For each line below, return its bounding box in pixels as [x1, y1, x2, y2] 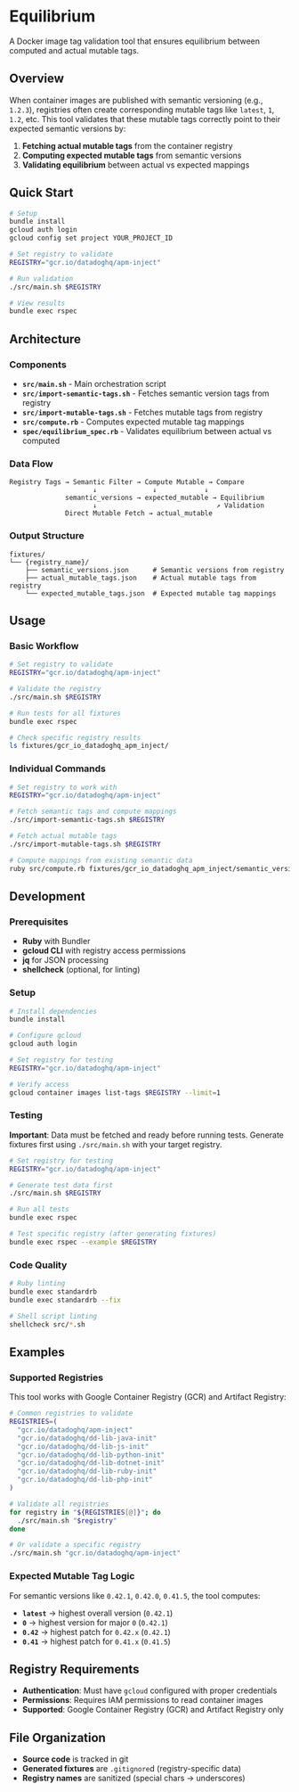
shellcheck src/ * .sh [9, 1319, 86, 1329]
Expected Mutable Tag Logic [9, 1570, 135, 1582]
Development [9, 889, 86, 904]
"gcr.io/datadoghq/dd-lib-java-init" [17, 1434, 158, 1443]
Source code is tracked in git [21, 1754, 129, 1764]
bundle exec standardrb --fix [9, 1295, 122, 1304]
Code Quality [9, 1259, 68, 1271]
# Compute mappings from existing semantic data [9, 856, 193, 865]
